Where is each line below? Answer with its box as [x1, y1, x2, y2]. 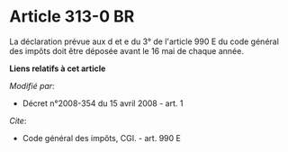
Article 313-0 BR [9, 6, 135, 27]
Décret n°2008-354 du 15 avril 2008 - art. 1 [22, 97, 184, 109]
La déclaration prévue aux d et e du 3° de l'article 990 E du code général [9, 36, 279, 47]
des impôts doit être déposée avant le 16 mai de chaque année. [9, 45, 245, 56]
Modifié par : [9, 80, 56, 91]
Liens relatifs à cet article [9, 63, 106, 74]
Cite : [9, 115, 27, 126]
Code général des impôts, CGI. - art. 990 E [22, 132, 182, 143]
